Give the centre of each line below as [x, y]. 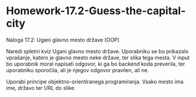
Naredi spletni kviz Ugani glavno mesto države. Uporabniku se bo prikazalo [97, 51]
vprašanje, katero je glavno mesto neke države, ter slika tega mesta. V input [98, 57]
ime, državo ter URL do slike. [41, 88]
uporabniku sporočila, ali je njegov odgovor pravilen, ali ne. [77, 70]
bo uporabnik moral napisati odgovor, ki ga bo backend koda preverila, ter [96, 64]
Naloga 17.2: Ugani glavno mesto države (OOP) [63, 40]
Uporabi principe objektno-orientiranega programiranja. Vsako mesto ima [95, 82]
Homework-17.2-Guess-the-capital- [96, 11]
